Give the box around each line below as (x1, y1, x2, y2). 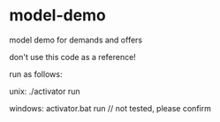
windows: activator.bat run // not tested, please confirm (9, 103, 212, 113)
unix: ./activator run (9, 86, 80, 96)
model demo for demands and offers (9, 34, 143, 45)
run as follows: (9, 68, 63, 80)
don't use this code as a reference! (9, 51, 137, 62)
